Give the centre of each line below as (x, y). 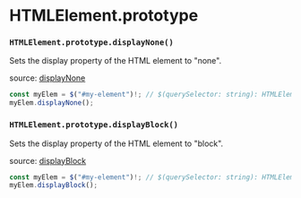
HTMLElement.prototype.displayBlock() (94, 125)
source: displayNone (47, 78)
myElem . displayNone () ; (52, 103)
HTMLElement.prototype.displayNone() (92, 43)
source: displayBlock (48, 160)
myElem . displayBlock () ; (54, 185)
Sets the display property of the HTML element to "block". (116, 143)
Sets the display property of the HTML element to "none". (116, 61)
